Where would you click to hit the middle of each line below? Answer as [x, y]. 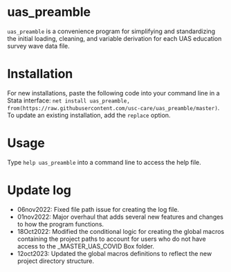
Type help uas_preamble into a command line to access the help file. [104, 162]
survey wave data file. [39, 46]
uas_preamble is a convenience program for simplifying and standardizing [111, 31]
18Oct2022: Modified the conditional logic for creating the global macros [121, 231]
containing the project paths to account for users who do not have [111, 239]
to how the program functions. [61, 224]
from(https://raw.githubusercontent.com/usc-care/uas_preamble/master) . [113, 107]
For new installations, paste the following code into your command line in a [113, 93]
